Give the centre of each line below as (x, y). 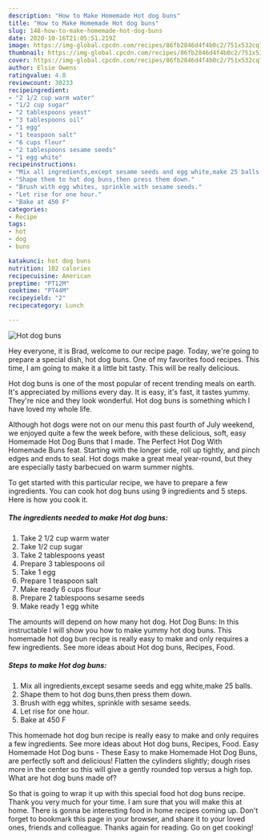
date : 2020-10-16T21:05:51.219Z (62, 38)
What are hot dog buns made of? (63, 778)
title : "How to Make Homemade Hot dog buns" (84, 23)
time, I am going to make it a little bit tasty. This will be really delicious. (124, 368)
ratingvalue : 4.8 (37, 75)
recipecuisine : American (50, 276)
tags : (17, 224)
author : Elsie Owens (43, 68)
